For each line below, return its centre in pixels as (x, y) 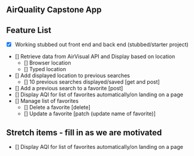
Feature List (29, 30)
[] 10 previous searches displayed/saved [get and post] (92, 82)
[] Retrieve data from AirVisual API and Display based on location (95, 57)
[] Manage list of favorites (47, 101)
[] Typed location (45, 69)
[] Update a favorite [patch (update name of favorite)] (90, 114)
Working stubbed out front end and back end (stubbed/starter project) (101, 45)
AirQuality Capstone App (54, 10)
